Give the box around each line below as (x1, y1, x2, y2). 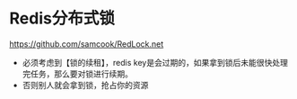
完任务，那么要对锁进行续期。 (22, 68, 133, 79)
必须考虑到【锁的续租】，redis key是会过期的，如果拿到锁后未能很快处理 (22, 57, 289, 67)
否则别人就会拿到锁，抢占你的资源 (22, 79, 149, 90)
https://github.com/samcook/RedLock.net (9, 38, 164, 49)
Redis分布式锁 (9, 8, 115, 29)
